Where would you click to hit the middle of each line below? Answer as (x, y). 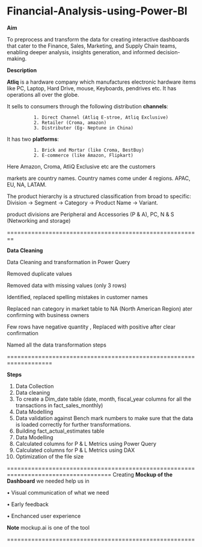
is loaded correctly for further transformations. (73, 424)
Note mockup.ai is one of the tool (48, 527)
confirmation (23, 333)
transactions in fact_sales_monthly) (59, 405)
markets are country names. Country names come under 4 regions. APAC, (99, 178)
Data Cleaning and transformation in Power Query (69, 262)
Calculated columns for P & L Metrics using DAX (75, 450)
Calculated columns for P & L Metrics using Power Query (86, 443)
